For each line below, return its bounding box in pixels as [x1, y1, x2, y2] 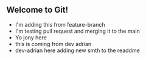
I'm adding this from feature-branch [15, 21, 105, 28]
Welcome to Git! [6, 5, 69, 15]
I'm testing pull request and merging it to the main [15, 27, 140, 35]
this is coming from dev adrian [15, 40, 92, 47]
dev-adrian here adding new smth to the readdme [15, 47, 140, 54]
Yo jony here [15, 33, 47, 41]
